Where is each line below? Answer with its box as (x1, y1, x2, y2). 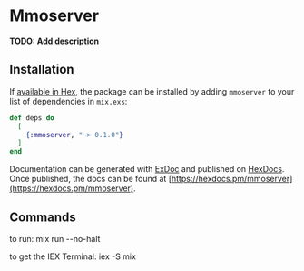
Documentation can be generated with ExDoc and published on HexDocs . (9, 164, 285, 175)
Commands (9, 209, 77, 225)
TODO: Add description (9, 35, 100, 46)
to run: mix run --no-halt (9, 233, 101, 244)
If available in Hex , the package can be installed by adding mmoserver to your (9, 85, 295, 96)
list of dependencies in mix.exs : (9, 95, 128, 106)
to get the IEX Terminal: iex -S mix (9, 251, 136, 262)
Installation (9, 62, 74, 77)
